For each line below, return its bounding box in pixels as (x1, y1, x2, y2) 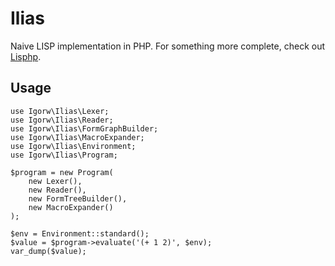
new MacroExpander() (28, 202, 114, 212)
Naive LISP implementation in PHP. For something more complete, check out (10, 40, 326, 52)
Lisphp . (10, 50, 42, 62)
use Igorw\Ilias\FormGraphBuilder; (10, 123, 159, 134)
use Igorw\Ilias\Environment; (10, 141, 137, 151)
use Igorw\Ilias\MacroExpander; (10, 132, 145, 142)
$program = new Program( (10, 167, 114, 177)
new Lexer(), (28, 176, 83, 186)
